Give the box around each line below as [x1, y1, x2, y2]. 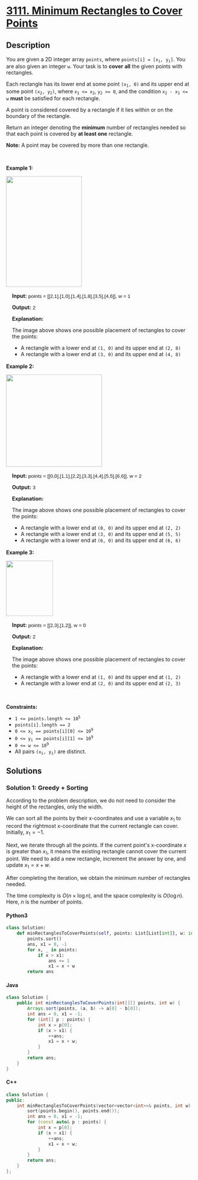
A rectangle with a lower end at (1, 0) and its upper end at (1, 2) [20, 673, 181, 681]
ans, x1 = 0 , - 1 [27, 941, 67, 947]
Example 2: [6, 363, 34, 370]
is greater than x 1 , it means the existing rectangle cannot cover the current [6, 847, 187, 856]
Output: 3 [12, 484, 36, 491]
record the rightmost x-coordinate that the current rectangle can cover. [6, 822, 179, 829]
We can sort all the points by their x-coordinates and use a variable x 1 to [6, 814, 181, 823]
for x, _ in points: [27, 946, 78, 953]
